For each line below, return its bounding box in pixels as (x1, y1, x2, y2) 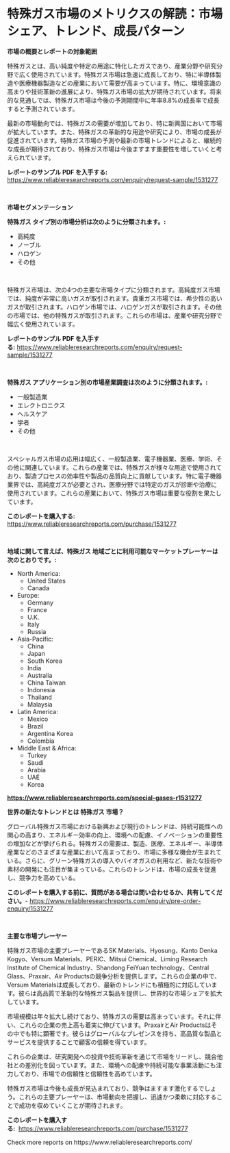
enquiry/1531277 (7, 904, 53, 913)
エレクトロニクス (16, 401, 66, 409)
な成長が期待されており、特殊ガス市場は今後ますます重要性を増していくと (7, 144, 217, 153)
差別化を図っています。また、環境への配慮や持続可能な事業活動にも (25, 1061, 216, 1069)
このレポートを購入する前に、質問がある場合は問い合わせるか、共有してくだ (7, 888, 222, 896)
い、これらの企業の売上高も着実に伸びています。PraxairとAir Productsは (7, 1021, 212, 1029)
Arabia (27, 765, 47, 774)
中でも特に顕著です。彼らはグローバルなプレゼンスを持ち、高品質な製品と (12, 1029, 222, 1037)
